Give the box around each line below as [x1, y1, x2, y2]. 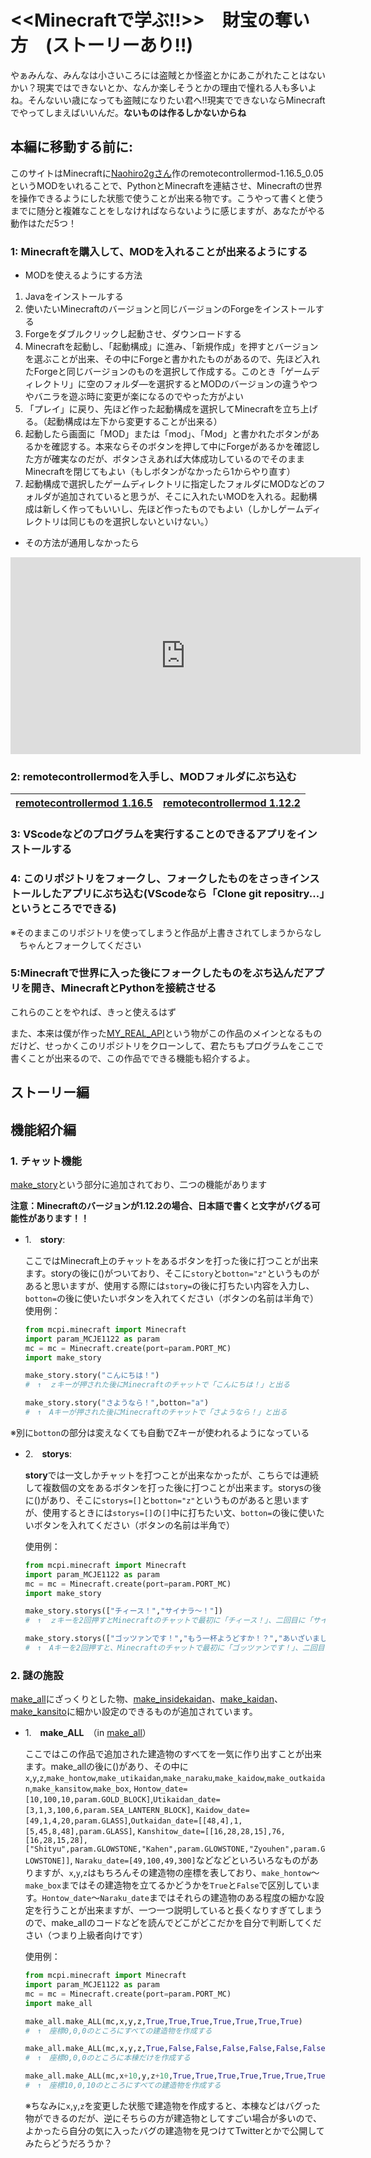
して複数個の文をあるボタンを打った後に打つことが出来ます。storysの [24, 1481, 313, 1493]
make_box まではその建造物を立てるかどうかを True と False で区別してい [24, 1879, 312, 1891]
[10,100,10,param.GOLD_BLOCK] [24, 1795, 152, 1805]
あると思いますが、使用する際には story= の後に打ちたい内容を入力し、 [24, 1279, 315, 1291]
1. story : [24, 1233, 66, 1245]
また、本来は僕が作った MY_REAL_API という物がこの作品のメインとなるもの [10, 1027, 323, 1039]
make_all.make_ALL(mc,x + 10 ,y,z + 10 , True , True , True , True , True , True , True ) [24, 2071, 330, 2081]
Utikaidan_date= [153, 1795, 221, 1805]
